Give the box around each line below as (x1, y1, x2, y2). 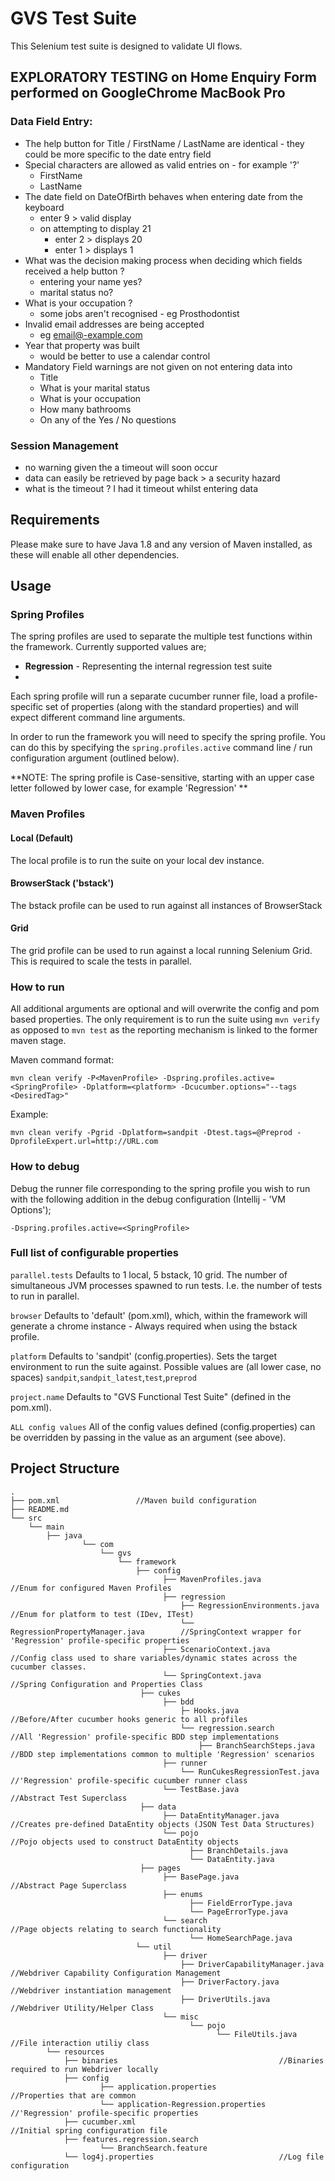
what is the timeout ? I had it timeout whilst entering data (24, 482, 259, 494)
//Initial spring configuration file (10, 2125, 168, 2136)
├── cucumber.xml (63, 2117, 137, 2127)
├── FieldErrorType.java (189, 1898, 293, 1908)
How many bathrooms (39, 403, 132, 415)
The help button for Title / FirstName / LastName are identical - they (24, 137, 305, 149)
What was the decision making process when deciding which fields (24, 254, 303, 266)
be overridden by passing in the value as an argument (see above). (10, 1431, 287, 1443)
